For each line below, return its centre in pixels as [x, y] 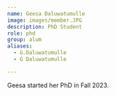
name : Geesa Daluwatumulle [46, 14]
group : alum [24, 40]
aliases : [20, 46]
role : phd [22, 33]
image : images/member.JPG [44, 20]
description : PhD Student [44, 27]
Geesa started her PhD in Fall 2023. [58, 85]
